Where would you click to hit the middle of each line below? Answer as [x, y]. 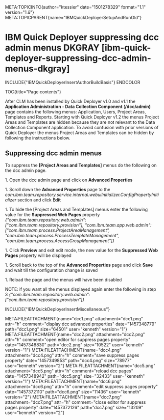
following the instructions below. [38, 138]
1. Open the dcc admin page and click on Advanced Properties [69, 180]
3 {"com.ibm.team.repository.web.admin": [48, 294]
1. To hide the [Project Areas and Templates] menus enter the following [77, 209]
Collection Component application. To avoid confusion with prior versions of [82, 127]
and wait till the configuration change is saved [51, 270]
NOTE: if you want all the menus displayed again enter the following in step [81, 289]
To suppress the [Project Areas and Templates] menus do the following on [81, 165]
